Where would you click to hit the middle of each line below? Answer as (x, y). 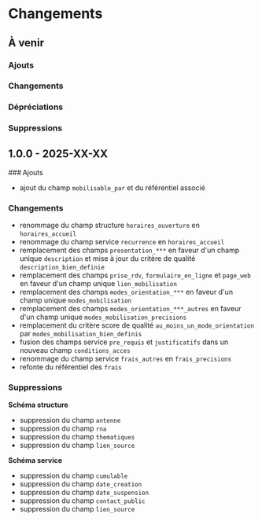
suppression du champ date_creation (81, 483)
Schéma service (35, 460)
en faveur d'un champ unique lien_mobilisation (98, 284)
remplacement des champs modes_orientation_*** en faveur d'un (126, 292)
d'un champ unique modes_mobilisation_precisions (103, 317)
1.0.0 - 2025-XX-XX (58, 154)
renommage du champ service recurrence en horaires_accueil (122, 242)
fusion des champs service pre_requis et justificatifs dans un (124, 342)
